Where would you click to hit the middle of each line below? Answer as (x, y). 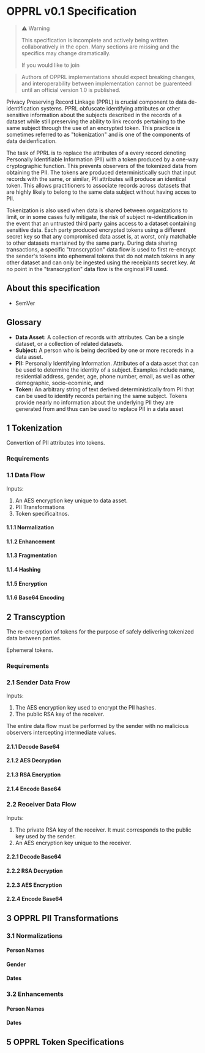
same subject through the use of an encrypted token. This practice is (93, 128)
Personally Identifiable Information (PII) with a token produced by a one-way (102, 159)
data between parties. (34, 638)
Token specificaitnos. (42, 513)
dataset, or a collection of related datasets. (69, 343)
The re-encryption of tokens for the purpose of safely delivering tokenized (100, 631)
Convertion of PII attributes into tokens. (56, 443)
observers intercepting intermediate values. (61, 733)
